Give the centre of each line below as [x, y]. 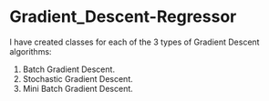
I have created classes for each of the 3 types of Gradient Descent [134, 42]
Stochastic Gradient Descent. [78, 78]
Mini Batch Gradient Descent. [78, 88]
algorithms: [31, 51]
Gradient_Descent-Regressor [123, 17]
